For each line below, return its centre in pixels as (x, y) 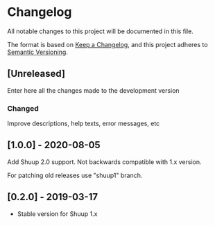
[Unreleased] (36, 74)
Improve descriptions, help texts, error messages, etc (84, 124)
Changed (23, 108)
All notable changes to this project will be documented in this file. (101, 31)
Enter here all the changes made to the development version (93, 90)
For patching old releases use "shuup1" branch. (75, 175)
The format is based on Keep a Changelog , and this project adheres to (108, 44)
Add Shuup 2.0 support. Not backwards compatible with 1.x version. (104, 162)
